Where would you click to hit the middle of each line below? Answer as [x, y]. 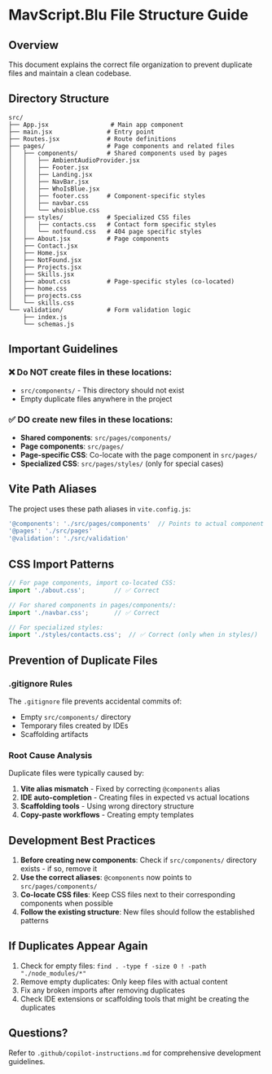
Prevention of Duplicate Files [83, 660]
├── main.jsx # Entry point [81, 132]
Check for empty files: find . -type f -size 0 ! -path [113, 966]
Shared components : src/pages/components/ [96, 437]
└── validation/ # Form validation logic [100, 310]
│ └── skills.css [42, 303]
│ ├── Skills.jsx [42, 274]
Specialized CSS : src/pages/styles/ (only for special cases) [122, 463]
